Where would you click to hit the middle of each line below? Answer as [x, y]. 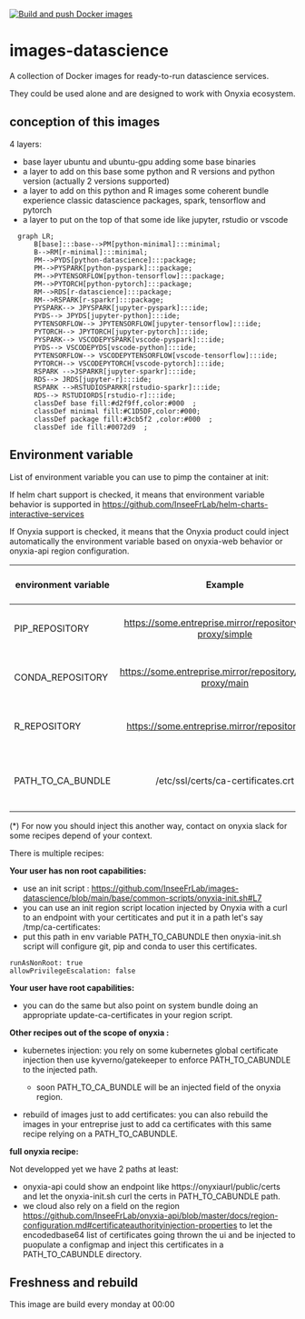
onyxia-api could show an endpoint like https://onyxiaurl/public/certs [152, 1186]
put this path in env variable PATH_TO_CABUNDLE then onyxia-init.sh [152, 936]
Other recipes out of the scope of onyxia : [89, 1033]
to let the [256, 1225]
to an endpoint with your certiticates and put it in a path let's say [143, 917]
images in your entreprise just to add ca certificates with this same [147, 1124]
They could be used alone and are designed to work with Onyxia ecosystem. [152, 93]
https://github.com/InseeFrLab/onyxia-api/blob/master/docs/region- [150, 1215]
